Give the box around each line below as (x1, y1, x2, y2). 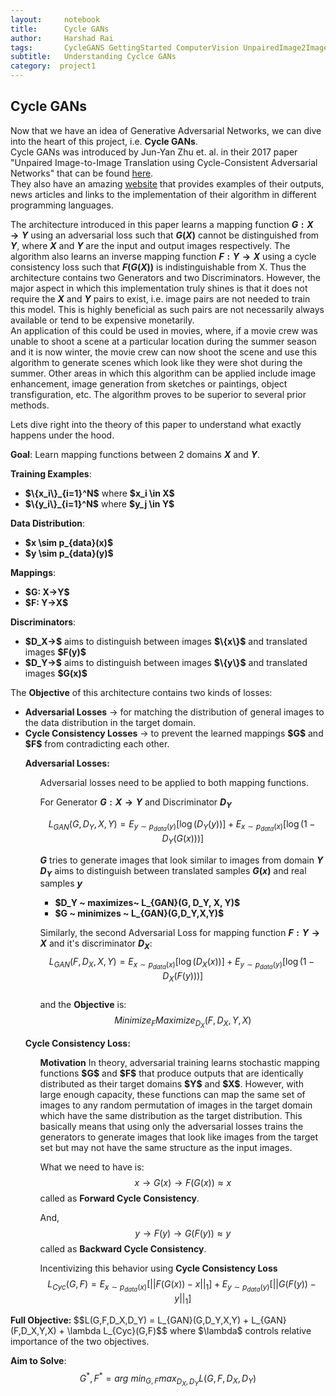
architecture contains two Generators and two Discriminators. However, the (10, 271, 321, 283)
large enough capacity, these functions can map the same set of (39, 1089, 306, 1101)
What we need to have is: (39, 1161, 145, 1173)
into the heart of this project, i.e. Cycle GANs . (10, 135, 198, 147)
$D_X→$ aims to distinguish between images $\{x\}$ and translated (24, 635, 308, 647)
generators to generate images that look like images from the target (39, 1131, 319, 1143)
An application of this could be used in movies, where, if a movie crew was (10, 324, 318, 336)
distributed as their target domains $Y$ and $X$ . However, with (39, 1078, 304, 1090)
